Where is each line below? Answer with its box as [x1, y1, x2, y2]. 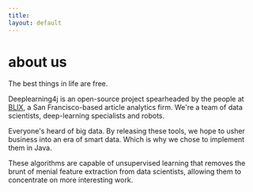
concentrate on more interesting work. [8, 175, 134, 185]
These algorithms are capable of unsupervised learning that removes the [8, 159, 246, 168]
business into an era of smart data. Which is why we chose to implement [8, 135, 245, 145]
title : [8, 11, 30, 20]
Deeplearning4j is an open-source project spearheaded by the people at [8, 94, 244, 104]
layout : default [8, 19, 62, 27]
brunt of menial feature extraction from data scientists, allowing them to [8, 167, 242, 176]
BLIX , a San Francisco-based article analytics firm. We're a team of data [8, 103, 244, 112]
